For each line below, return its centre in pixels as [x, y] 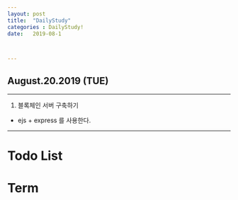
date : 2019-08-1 [34, 34]
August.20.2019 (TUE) [58, 81]
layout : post [27, 14]
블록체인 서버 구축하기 [48, 105]
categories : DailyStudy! [45, 27]
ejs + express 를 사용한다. [54, 120]
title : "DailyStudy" [39, 20]
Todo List [35, 156]
